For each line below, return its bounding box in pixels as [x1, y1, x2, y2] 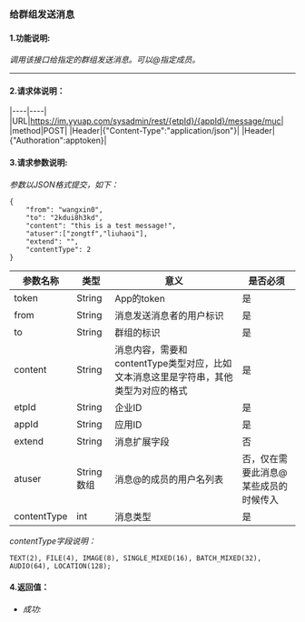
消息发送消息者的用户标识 [114, 309, 224, 322]
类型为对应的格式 [114, 384, 188, 396]
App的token [114, 292, 165, 305]
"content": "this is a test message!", [25, 221, 177, 230]
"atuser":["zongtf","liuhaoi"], [25, 229, 148, 238]
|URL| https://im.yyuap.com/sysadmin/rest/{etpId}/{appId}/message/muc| [9, 115, 284, 126]
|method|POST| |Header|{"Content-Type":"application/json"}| [9, 125, 241, 136]
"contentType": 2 [25, 245, 92, 254]
